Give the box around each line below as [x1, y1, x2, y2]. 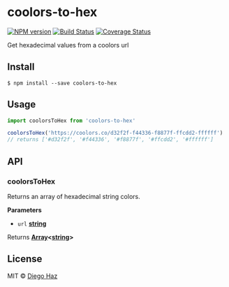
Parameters [7, 205, 42, 214]
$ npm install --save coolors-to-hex [7, 80, 117, 87]
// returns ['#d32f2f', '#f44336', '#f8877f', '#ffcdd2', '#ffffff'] [7, 136, 214, 143]
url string [17, 219, 47, 228]
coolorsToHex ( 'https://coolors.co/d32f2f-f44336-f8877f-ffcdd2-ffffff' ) [7, 130, 223, 137]
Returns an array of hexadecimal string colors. [7, 192, 141, 200]
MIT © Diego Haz [7, 272, 58, 280]
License [7, 253, 43, 265]
